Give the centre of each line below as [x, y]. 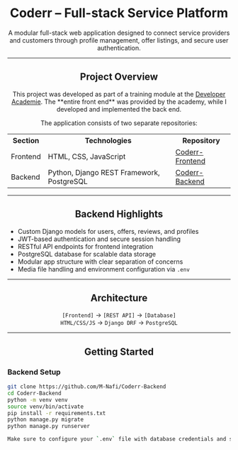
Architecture [119, 298]
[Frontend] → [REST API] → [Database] [119, 315]
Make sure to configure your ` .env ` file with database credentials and [117, 439]
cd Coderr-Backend [34, 393]
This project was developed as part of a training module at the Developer [119, 94]
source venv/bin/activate [45, 407]
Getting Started [119, 352]
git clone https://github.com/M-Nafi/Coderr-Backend [87, 387]
